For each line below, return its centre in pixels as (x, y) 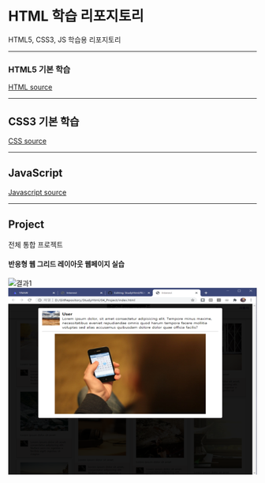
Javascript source (37, 192)
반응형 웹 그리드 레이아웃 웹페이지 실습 (66, 264)
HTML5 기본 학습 (39, 70)
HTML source (30, 87)
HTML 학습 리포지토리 (76, 16)
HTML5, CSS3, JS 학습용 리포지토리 (65, 40)
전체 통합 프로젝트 (35, 244)
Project (26, 225)
